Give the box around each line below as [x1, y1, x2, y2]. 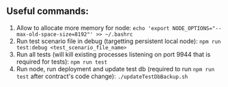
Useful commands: [6, 5, 89, 17]
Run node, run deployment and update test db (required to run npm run [16, 64, 215, 73]
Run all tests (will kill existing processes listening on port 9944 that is [16, 50, 211, 58]
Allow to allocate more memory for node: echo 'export [16, 23, 170, 32]
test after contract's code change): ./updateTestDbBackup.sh [16, 72, 188, 80]
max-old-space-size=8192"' [16, 31, 94, 38]
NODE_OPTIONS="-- [172, 25, 222, 32]
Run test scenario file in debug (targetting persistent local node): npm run [16, 37, 221, 45]
